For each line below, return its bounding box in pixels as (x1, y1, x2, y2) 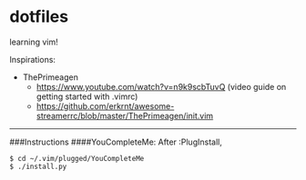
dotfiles (9, 6, 69, 27)
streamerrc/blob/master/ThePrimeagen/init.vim (36, 110, 214, 121)
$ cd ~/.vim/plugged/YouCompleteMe (9, 154, 145, 163)
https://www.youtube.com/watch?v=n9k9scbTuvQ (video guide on (36, 81, 287, 92)
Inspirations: (9, 54, 56, 65)
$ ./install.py (9, 162, 67, 171)
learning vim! (9, 36, 59, 47)
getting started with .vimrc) (36, 91, 138, 102)
